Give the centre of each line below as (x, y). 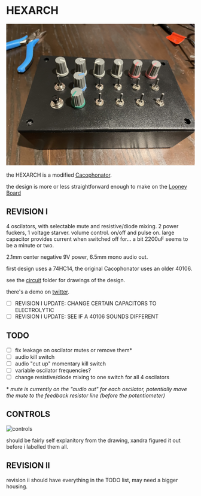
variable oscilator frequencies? (53, 370)
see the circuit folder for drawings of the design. (66, 280)
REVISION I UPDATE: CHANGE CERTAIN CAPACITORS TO (86, 303)
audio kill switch (35, 356)
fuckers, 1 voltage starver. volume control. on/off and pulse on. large (90, 232)
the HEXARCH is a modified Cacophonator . (59, 175)
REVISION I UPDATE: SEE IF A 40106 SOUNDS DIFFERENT (86, 316)
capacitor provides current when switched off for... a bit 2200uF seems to (97, 239)
